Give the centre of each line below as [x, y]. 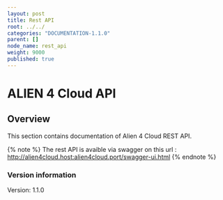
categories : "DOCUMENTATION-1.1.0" [59, 33]
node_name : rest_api [37, 46]
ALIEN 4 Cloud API [62, 93]
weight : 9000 [26, 53]
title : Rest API [31, 20]
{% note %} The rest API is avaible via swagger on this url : [92, 149]
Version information [42, 175]
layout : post [26, 14]
